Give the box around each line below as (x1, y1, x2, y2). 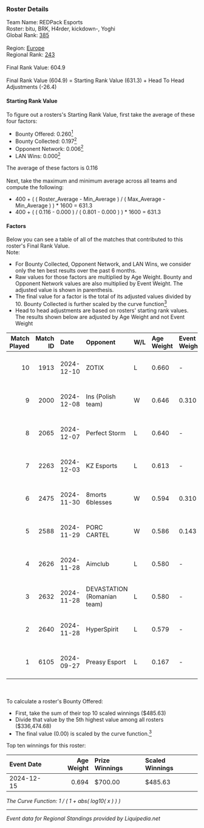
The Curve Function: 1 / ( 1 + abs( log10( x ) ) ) (6, 797, 121, 804)
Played (9, 341, 30, 350)
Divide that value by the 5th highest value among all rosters (15, 715, 164, 723)
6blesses (86, 498, 112, 506)
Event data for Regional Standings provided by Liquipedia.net (6, 815, 161, 822)
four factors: (6, 117, 38, 125)
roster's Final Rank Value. (6, 242, 70, 249)
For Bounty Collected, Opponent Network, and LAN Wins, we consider (15, 260, 191, 268)
